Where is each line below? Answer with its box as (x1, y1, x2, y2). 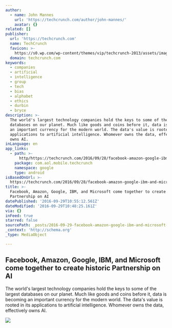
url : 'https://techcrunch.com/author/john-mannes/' (14, 17, 127, 22)
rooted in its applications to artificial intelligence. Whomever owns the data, (5, 302, 164, 308)
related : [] (5, 27, 31, 32)
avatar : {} (14, 22, 38, 27)
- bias (10, 88, 24, 94)
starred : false (5, 218, 38, 223)
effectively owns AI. (5, 307, 47, 314)
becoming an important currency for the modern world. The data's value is (5, 296, 163, 302)
